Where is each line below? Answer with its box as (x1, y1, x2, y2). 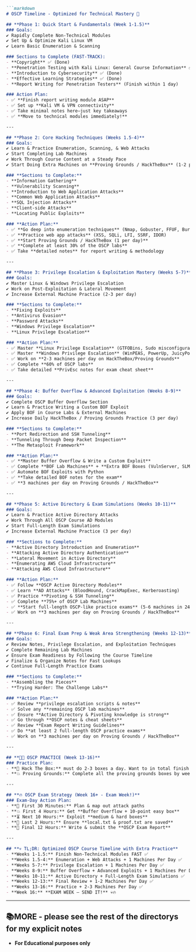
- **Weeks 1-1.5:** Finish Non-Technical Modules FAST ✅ (6, 851, 149, 857)
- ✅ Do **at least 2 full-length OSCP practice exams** (6, 728, 146, 734)
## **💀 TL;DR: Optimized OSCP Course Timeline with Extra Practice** (6, 846, 178, 852)
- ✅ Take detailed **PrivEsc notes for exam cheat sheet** (6, 367, 153, 373)
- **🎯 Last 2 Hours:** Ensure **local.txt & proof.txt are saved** (6, 819, 174, 825)
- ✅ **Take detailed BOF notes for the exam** (6, 475, 123, 480)
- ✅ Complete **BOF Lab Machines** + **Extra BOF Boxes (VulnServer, (6, 463, 180, 470)
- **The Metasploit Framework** (6, 442, 85, 448)
